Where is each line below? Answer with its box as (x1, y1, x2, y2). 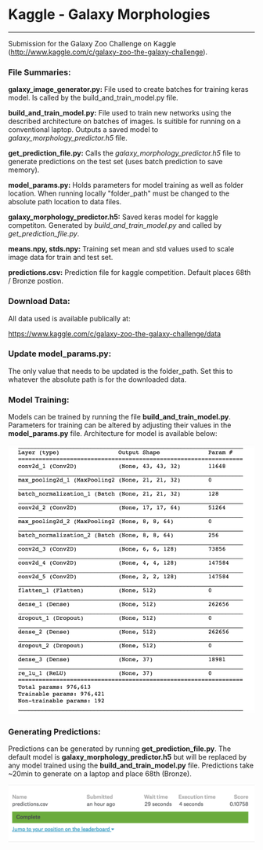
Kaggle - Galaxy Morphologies (8, 5, 211, 24)
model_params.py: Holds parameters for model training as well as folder (8, 181, 244, 190)
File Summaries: (8, 67, 71, 78)
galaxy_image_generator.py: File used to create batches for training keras (8, 85, 249, 94)
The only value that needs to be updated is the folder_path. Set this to (8, 366, 233, 376)
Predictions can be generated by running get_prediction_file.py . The (8, 744, 232, 753)
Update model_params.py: (8, 348, 112, 359)
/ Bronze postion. (8, 277, 64, 286)
